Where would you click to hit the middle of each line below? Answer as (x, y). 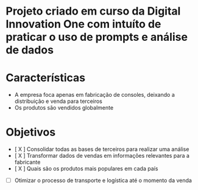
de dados (30, 50)
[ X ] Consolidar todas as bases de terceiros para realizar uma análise (102, 149)
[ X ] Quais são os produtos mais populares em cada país (86, 169)
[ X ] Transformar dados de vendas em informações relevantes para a (102, 156)
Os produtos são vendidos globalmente (64, 108)
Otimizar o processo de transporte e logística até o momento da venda (103, 180)
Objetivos (31, 132)
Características (46, 78)
